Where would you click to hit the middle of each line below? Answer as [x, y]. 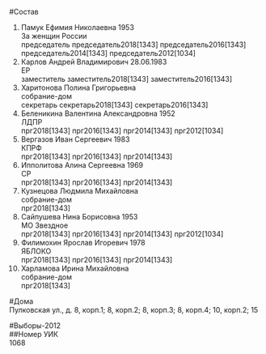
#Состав [24, 12]
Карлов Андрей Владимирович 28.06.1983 [94, 62]
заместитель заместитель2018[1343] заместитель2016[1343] [127, 79]
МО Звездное [44, 225]
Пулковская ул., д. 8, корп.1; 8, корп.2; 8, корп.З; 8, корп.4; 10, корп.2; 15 [134, 310]
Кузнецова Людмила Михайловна [79, 191]
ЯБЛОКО [36, 251]
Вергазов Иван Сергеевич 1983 [75, 139]
